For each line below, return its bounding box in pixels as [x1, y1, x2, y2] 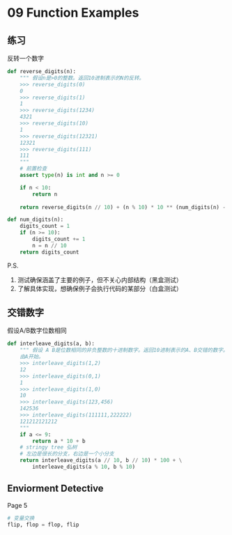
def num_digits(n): [7, 216, 64, 224]
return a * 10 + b [32, 437, 86, 444]
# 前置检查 [20, 165, 47, 172]
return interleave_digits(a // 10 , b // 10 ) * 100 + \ [20, 457, 183, 464]
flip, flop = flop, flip [7, 521, 79, 528]
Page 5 [7, 501, 28, 509]
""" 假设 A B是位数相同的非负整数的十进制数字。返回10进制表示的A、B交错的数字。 [20, 347, 229, 354]
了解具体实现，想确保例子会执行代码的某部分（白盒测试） [17, 284, 183, 293]
